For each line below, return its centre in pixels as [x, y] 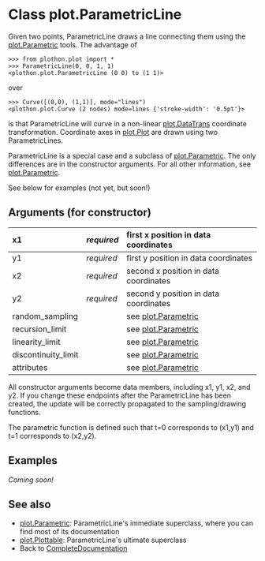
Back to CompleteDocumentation [73, 548]
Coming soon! [31, 480]
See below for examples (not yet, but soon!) [79, 188]
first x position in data [168, 234]
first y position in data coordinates [189, 258]
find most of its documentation [69, 532]
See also [30, 504]
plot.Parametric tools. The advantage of [73, 44]
